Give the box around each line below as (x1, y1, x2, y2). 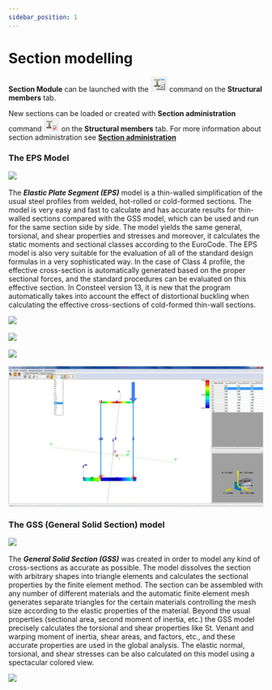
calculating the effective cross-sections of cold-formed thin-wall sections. (8, 300, 257, 309)
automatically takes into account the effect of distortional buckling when (8, 291, 249, 300)
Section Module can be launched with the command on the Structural (8, 84, 263, 93)
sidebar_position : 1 (8, 13, 79, 21)
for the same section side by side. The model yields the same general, (8, 222, 243, 231)
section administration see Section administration (8, 132, 176, 142)
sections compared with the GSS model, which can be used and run (32, 213, 259, 223)
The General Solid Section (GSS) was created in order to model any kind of (8, 554, 261, 564)
